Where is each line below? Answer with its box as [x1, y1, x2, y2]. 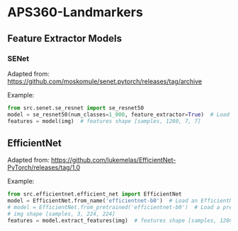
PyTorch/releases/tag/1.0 [7, 163, 81, 172]
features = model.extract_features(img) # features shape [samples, [7, 217, 217, 224]
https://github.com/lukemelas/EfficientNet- [50, 156, 176, 165]
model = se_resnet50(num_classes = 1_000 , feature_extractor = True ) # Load [7, 111, 230, 118]
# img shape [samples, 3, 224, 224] [7, 210, 115, 218]
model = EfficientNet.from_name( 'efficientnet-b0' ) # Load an [7, 197, 198, 205]
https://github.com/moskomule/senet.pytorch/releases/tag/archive [7, 77, 203, 85]
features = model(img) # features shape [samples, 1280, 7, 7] [7, 117, 201, 124]
